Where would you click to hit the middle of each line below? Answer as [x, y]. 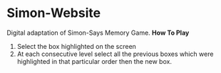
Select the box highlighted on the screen [77, 46]
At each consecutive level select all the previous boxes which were [115, 54]
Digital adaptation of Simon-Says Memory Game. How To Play [98, 33]
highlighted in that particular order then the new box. [94, 61]
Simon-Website [54, 13]
